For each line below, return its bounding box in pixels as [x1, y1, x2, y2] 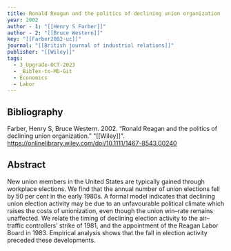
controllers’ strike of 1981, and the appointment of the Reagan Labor [25, 221, 219, 230]
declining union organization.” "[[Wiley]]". [7, 132, 125, 140]
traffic [7, 221, 24, 230]
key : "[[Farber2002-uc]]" [7, 36, 81, 43]
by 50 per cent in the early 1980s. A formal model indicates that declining [7, 192, 216, 200]
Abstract [7, 159, 46, 171]
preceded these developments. [7, 236, 96, 244]
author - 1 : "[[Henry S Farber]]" [7, 23, 107, 30]
